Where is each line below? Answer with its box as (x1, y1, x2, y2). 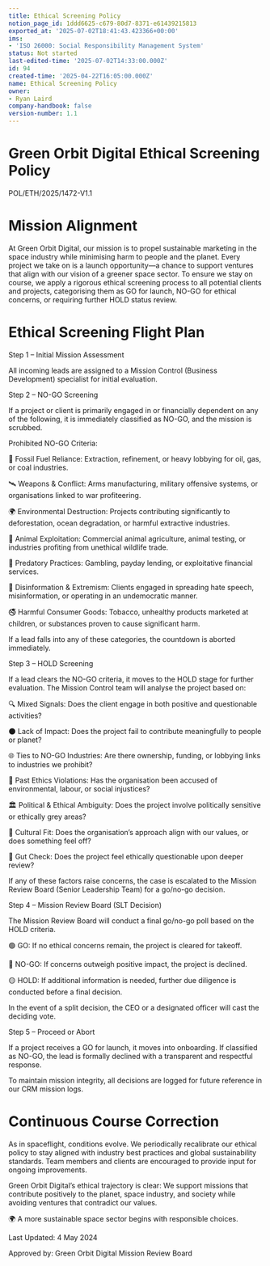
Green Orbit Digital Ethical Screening (8, 145, 260, 162)
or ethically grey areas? (8, 812, 86, 821)
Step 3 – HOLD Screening (8, 658, 94, 668)
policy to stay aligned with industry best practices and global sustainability (8, 1147, 257, 1157)
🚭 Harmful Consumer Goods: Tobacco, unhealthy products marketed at (8, 607, 249, 617)
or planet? (8, 735, 42, 745)
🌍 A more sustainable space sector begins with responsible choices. (8, 1213, 238, 1223)
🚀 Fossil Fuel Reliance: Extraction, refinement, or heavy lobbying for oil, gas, (8, 454, 262, 463)
